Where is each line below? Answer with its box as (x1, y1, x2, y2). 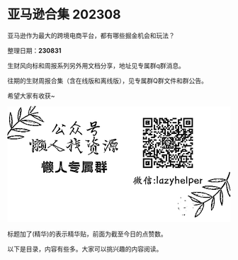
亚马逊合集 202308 (7, 6, 121, 23)
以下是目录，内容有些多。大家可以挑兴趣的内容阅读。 (7, 244, 163, 253)
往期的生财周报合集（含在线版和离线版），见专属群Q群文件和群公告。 (7, 76, 208, 85)
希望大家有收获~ (7, 91, 55, 100)
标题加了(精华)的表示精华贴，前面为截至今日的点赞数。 (7, 230, 168, 238)
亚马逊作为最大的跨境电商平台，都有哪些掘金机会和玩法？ (7, 31, 175, 40)
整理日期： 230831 (7, 46, 62, 55)
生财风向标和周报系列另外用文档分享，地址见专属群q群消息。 (7, 61, 186, 69)
